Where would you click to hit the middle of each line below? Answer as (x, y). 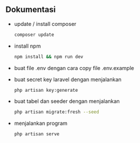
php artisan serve (37, 134)
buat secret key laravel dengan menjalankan (68, 79)
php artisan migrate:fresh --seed (56, 112)
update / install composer (45, 24)
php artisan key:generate (46, 90)
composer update (34, 35)
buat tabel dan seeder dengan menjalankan (67, 101)
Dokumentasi (31, 10)
